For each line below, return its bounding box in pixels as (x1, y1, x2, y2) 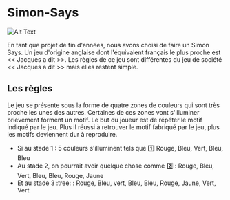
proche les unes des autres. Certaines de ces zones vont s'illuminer (7, 108, 200, 116)
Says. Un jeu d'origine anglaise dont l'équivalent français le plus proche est (7, 48, 221, 56)
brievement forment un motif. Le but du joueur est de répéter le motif (7, 115, 203, 124)
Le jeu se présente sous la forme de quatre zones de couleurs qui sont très (7, 101, 220, 109)
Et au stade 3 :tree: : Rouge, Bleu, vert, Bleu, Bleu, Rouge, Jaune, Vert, (17, 179, 216, 187)
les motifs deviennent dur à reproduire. (7, 130, 118, 138)
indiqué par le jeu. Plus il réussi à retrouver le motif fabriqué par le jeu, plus (7, 122, 220, 131)
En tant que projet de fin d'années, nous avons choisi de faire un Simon (7, 41, 210, 49)
